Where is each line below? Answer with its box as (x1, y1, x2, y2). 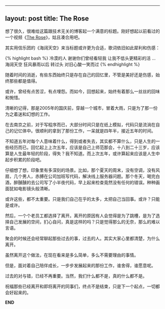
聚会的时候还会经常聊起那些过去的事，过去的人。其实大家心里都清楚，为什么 (5, 235, 160, 241)
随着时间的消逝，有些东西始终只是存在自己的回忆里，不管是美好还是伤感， (5, 72, 156, 78)
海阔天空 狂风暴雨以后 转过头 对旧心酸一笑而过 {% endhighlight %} (5, 61, 140, 67)
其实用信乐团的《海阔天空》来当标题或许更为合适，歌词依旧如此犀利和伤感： (5, 45, 160, 51)
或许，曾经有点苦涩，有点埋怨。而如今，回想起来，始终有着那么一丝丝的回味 (5, 88, 160, 94)
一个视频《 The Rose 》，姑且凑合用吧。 (5, 34, 82, 40)
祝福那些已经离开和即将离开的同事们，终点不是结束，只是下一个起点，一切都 (5, 283, 160, 289)
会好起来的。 (5, 289, 31, 295)
